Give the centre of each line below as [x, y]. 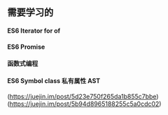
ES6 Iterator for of [34, 31]
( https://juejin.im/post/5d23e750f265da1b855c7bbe [82, 97]
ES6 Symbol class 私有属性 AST [54, 80]
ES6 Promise [26, 47]
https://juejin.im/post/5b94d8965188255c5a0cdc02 [84, 104]
